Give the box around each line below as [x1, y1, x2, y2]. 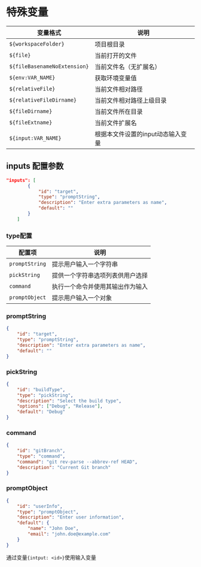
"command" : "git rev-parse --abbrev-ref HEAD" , [17, 459, 138, 465]
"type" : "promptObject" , [17, 509, 79, 515]
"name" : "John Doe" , [28, 526, 79, 532]
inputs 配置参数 [6, 161, 64, 171]
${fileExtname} [9, 119, 53, 126]
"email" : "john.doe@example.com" [28, 531, 111, 537]
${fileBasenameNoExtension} [9, 63, 89, 69]
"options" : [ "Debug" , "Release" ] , [17, 403, 103, 410]
